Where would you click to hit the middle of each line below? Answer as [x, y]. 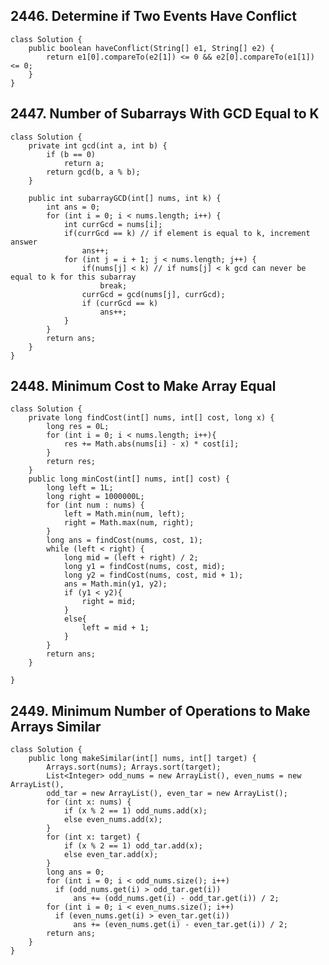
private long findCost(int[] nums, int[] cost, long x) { [151, 418]
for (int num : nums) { [95, 505]
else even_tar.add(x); [111, 855]
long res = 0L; [78, 427]
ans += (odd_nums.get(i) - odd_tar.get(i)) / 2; [176, 899]
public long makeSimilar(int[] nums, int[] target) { [142, 759]
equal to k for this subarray [73, 277]
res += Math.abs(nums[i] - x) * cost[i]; [151, 444]
